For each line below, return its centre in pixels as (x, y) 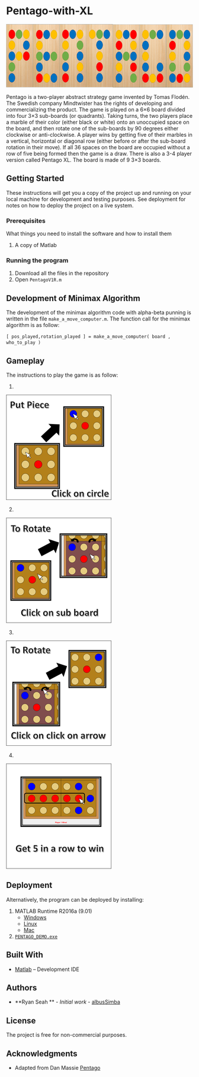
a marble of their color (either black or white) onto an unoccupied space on (98, 122)
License (21, 1020)
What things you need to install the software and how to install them (89, 234)
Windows (35, 917)
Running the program (37, 261)
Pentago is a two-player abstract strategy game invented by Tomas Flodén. (98, 97)
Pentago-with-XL (50, 11)
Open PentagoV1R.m (38, 280)
